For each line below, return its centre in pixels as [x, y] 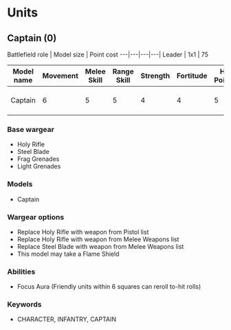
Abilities [21, 272]
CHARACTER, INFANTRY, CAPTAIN [67, 319]
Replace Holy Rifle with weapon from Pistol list [83, 232]
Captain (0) [32, 38]
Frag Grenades [38, 159]
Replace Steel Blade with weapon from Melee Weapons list [100, 246]
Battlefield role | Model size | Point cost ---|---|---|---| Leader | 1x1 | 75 [108, 54]
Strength [155, 76]
